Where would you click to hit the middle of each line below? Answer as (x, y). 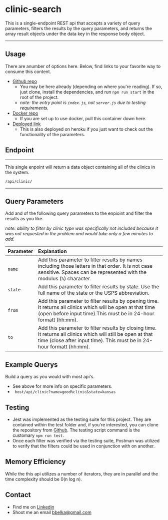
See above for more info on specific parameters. (62, 386)
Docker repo (25, 113)
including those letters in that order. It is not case (95, 266)
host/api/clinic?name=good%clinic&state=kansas (65, 392)
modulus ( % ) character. (64, 279)
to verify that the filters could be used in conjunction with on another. (83, 446)
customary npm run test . (38, 435)
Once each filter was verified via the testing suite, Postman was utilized (86, 441)
